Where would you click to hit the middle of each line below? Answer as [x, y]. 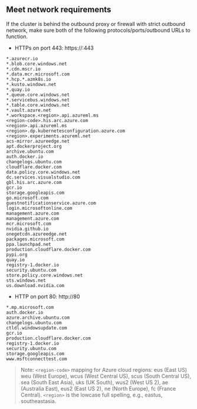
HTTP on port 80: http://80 [47, 296]
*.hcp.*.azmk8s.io [29, 79]
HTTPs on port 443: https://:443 [54, 48]
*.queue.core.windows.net [38, 95]
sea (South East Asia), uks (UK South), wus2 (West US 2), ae [94, 382]
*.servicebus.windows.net [38, 100]
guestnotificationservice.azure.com [51, 203]
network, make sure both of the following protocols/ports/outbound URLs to [98, 30]
